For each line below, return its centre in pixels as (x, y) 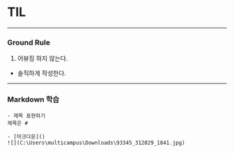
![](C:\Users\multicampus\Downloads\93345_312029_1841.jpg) (96, 143)
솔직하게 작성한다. (41, 73)
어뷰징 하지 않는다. (42, 58)
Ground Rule (29, 42)
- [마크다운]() (26, 136)
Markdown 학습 (33, 99)
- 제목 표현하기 (26, 115)
